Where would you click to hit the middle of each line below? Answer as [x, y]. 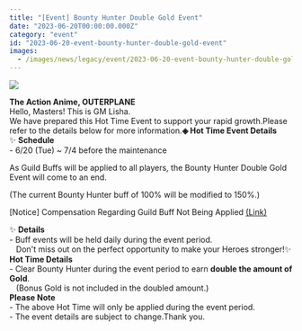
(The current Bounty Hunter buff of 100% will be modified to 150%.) [135, 195]
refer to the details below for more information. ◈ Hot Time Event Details [143, 130]
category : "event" [44, 34]
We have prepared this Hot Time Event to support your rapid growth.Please [148, 121]
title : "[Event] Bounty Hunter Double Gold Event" [106, 18]
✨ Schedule [32, 140]
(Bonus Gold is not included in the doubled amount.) [112, 288]
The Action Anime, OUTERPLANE [72, 102]
